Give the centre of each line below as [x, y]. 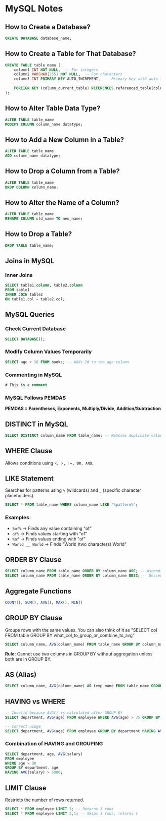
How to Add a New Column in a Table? [65, 140]
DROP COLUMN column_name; [32, 187]
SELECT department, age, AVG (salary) [44, 754]
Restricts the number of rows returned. [45, 800]
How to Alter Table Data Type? [53, 108]
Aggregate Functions [38, 591]
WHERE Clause [29, 451]
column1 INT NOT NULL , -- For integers [56, 70]
